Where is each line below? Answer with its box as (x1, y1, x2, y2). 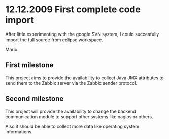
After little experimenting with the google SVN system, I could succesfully (5, 31, 159, 37)
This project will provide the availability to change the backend (5, 108, 136, 114)
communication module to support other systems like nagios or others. (5, 113, 153, 120)
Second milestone (5, 95, 64, 103)
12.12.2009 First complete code (5, 4, 141, 15)
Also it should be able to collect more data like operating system (5, 123, 140, 129)
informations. (5, 128, 33, 135)
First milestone (5, 61, 54, 69)
